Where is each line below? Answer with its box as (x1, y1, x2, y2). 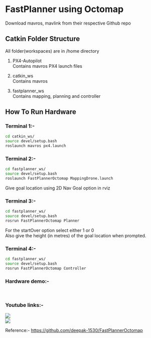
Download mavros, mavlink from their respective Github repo (5, 20, 131, 26)
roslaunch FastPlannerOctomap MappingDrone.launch (5, 176, 113, 181)
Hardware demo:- (5, 277, 49, 284)
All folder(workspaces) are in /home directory (5, 48, 99, 54)
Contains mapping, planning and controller (12, 93, 101, 99)
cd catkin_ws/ (5, 134, 35, 139)
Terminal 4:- (5, 245, 36, 252)
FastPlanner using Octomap (5, 4, 124, 15)
